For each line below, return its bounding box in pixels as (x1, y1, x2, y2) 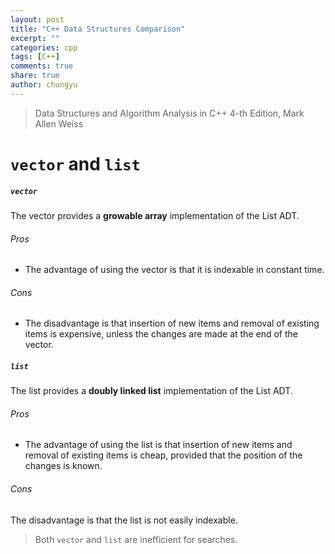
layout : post (10, 14, 65, 25)
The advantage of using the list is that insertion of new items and (24, 439, 293, 451)
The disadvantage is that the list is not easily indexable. (10, 514, 238, 526)
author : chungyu (10, 80, 78, 90)
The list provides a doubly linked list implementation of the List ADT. (10, 385, 293, 397)
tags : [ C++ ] (10, 52, 60, 62)
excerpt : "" (10, 33, 60, 43)
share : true (10, 71, 60, 81)
